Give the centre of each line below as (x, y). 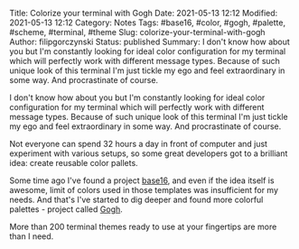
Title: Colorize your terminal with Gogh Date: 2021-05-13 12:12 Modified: (144, 13)
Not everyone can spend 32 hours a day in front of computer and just (139, 144)
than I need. (32, 236)
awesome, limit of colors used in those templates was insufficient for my (144, 190)
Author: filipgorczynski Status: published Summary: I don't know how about (150, 41)
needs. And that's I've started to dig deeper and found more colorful (136, 199)
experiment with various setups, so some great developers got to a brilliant (149, 153)
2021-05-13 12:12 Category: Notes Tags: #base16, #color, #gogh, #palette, (148, 23)
